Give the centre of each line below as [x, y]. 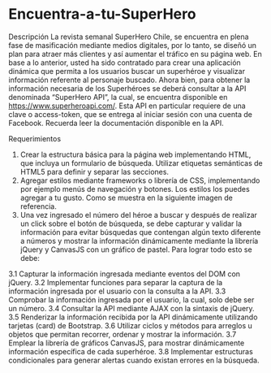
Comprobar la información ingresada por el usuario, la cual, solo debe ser [131, 299]
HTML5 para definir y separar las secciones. [94, 171]
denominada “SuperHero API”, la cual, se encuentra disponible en [118, 97]
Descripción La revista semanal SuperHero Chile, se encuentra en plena [129, 37]
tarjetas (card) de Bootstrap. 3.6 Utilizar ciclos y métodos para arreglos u [131, 325]
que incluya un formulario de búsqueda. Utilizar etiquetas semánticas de [141, 163]
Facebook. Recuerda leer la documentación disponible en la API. [116, 123]
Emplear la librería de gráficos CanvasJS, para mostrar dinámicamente [127, 343]
